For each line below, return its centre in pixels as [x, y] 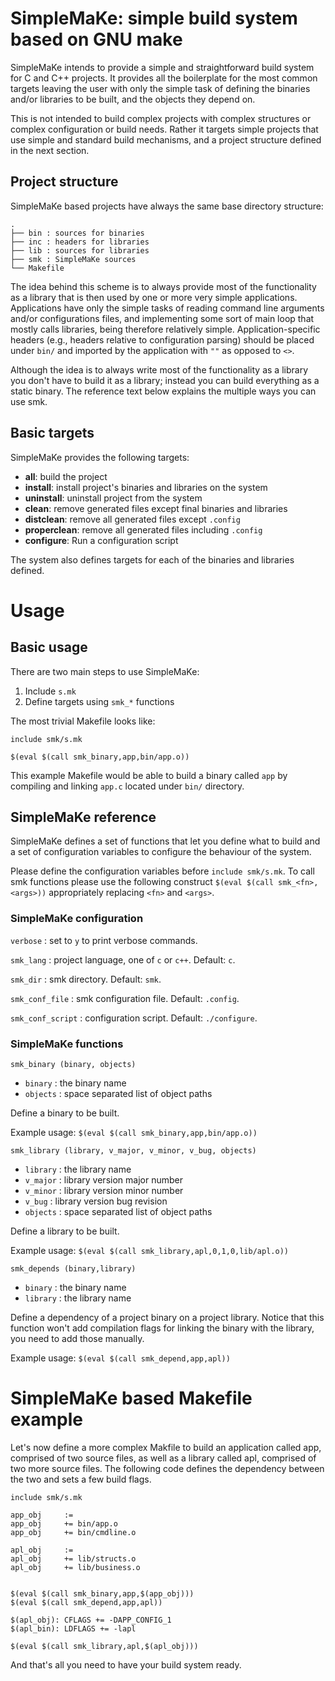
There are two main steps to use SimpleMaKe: [105, 671]
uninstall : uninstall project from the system [113, 498]
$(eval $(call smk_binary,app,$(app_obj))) [102, 1593]
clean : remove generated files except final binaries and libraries [156, 508]
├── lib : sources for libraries [80, 250]
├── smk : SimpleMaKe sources [73, 259]
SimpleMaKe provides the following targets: [100, 457]
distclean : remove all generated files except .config [132, 519]
